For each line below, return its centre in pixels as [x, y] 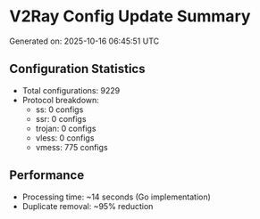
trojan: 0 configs [66, 128]
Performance [47, 175]
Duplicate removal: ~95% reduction [88, 206]
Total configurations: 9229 [71, 90]
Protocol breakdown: [61, 100]
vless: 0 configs [65, 138]
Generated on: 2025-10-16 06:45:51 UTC [84, 41]
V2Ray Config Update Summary [130, 16]
